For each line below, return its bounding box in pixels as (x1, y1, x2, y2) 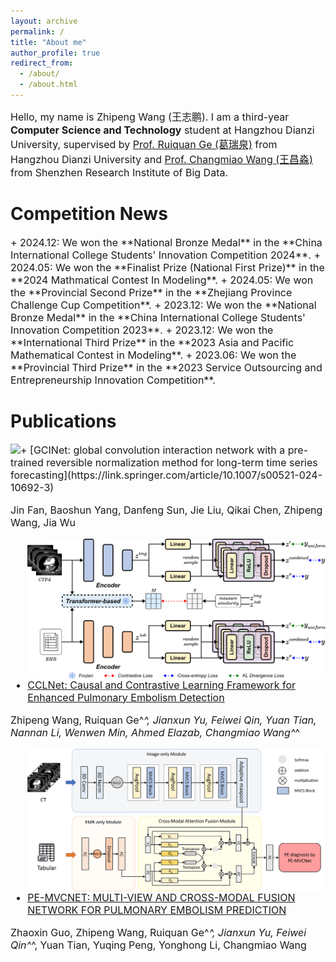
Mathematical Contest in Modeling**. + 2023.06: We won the (10, 348, 297, 362)
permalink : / (10, 26, 65, 37)
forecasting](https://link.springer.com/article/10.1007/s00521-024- (10, 468, 323, 482)
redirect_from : (10, 58, 74, 69)
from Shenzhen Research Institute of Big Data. (10, 165, 229, 179)
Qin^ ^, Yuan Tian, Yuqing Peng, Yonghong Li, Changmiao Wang (10, 938, 307, 952)
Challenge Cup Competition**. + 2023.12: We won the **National (10, 298, 317, 312)
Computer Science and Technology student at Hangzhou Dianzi (10, 123, 315, 137)
